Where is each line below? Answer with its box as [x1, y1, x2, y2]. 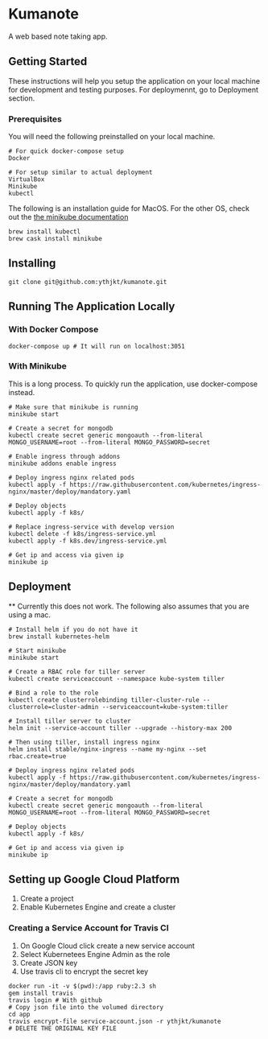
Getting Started [8, 55, 88, 68]
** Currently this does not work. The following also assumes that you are [8, 601, 249, 611]
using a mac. [8, 609, 51, 620]
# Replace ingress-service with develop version [8, 522, 175, 531]
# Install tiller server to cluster [8, 717, 131, 725]
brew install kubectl [8, 228, 81, 236]
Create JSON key [19, 958, 78, 967]
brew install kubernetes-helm [8, 633, 110, 641]
